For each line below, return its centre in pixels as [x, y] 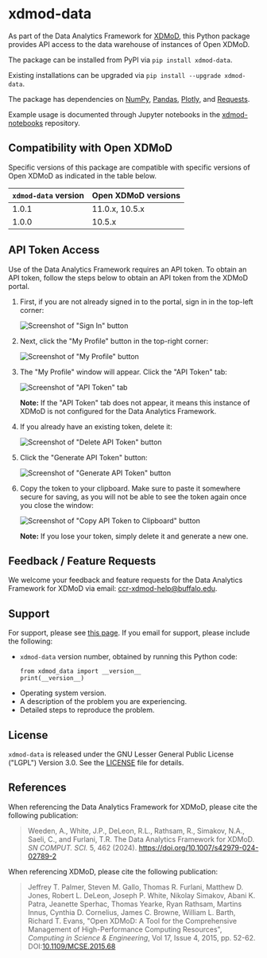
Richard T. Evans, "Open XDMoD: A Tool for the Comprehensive [132, 921]
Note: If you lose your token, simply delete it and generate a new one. [134, 536]
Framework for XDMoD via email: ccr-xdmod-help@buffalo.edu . [113, 588]
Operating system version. [63, 693]
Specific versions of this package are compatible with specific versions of [129, 167]
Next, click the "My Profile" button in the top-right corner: [114, 341]
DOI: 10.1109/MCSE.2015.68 [72, 946]
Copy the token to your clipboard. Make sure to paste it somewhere [130, 488]
